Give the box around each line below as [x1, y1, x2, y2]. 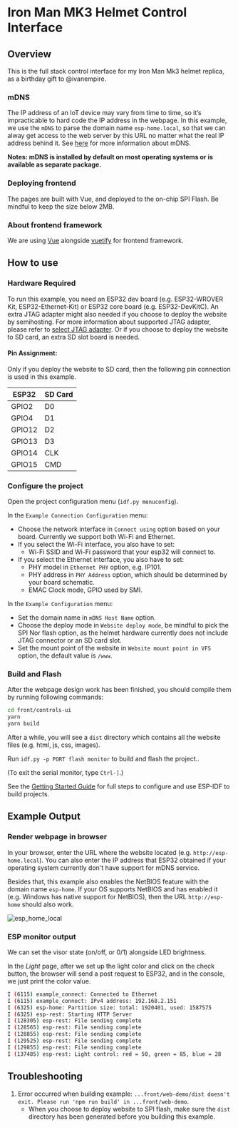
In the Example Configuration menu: [7, 600, 113, 608]
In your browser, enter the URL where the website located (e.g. [7, 848, 192, 856]
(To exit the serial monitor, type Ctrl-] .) [7, 768, 124, 776]
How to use [7, 257, 58, 269]
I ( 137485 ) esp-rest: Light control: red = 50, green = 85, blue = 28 [7, 1050, 222, 1058]
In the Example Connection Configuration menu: [7, 511, 148, 520]
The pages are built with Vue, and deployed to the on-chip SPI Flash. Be [7, 194, 219, 203]
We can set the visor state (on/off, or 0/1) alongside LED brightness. [7, 948, 207, 956]
